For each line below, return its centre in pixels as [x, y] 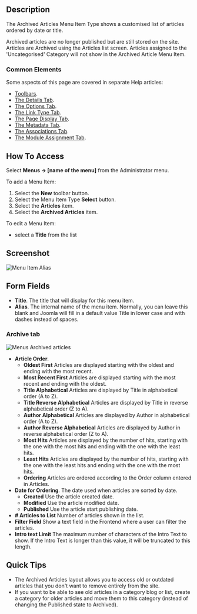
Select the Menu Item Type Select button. [65, 199]
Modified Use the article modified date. [71, 503]
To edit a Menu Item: [31, 223]
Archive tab [23, 334]
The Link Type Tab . [38, 113]
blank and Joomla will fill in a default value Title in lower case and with [100, 313]
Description [28, 10]
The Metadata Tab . [37, 125]
